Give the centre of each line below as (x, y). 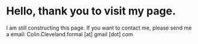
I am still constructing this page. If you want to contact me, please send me (99, 28)
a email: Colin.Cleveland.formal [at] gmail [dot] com (70, 34)
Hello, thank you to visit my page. (91, 11)
